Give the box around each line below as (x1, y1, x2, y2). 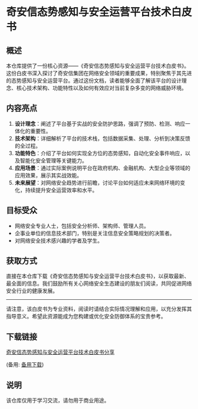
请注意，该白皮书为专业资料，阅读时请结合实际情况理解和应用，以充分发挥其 (6, 305, 192, 313)
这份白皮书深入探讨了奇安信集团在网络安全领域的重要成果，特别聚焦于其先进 (6, 70, 192, 77)
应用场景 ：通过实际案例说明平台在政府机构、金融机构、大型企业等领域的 (14, 164, 190, 171)
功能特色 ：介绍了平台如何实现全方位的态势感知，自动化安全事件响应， (14, 149, 186, 156)
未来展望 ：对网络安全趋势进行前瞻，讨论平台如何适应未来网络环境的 (14, 179, 180, 186)
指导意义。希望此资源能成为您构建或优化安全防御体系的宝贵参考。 (6, 313, 166, 320)
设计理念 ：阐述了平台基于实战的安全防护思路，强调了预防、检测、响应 (14, 120, 186, 127)
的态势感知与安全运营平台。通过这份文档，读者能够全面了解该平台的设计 (6, 77, 181, 84)
